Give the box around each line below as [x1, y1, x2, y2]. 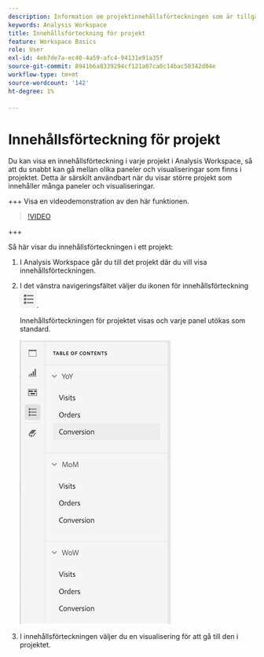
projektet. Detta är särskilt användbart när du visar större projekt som [8, 173, 233, 182]
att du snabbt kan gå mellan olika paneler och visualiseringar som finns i [8, 165, 242, 174]
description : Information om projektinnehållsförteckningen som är [8, 13, 234, 20]
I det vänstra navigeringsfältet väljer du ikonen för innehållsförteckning [19, 281, 249, 291]
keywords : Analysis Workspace [8, 20, 108, 29]
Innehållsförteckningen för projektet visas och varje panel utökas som [19, 316, 246, 325]
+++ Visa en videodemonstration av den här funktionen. [8, 196, 190, 206]
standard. [19, 325, 51, 334]
